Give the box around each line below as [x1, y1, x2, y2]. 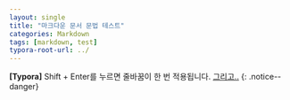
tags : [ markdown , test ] [9, 37, 98, 47]
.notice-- [248, 72, 282, 82]
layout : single [9, 12, 66, 22]
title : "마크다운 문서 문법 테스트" [9, 21, 125, 30]
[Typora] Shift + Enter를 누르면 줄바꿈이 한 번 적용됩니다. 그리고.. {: [9, 72, 247, 82]
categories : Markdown [9, 29, 90, 38]
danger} [9, 81, 39, 92]
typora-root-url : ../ [9, 46, 90, 55]
